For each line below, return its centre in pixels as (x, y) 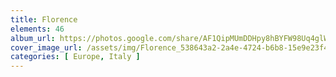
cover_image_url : (46, 47)
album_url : (33, 38)
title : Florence (44, 19)
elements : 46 (37, 29)
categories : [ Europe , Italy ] (75, 57)
